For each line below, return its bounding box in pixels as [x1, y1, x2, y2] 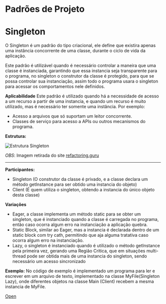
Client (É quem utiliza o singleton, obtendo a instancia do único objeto [12, 187, 155, 193]
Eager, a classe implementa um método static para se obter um [12, 211, 141, 217]
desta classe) [12, 192, 40, 198]
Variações [5, 202, 27, 208]
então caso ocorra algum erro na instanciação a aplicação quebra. [12, 221, 148, 228]
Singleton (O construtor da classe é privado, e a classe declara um [12, 176, 148, 182]
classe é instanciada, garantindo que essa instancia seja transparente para [5, 68, 157, 74]
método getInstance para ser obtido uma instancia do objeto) [12, 181, 137, 187]
